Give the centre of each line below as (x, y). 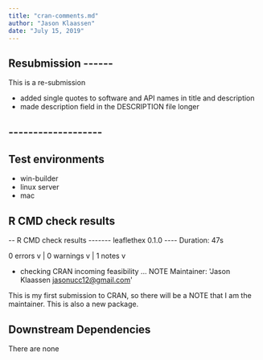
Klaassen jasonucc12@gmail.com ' (76, 280)
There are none (34, 349)
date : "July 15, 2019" (46, 31)
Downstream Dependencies (80, 329)
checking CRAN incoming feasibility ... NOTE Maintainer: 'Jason (125, 272)
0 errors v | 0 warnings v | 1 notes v (67, 256)
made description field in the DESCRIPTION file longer (109, 107)
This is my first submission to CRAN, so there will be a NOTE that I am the (130, 296)
